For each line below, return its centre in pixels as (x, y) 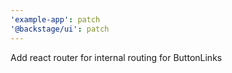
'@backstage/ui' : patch (60, 29)
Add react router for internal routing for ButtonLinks (116, 57)
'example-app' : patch (55, 19)
